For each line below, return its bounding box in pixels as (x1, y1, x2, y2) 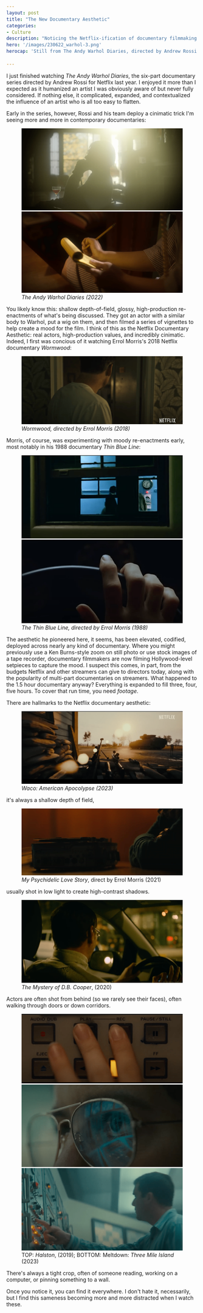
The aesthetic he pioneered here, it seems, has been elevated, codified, (6, 636, 187, 643)
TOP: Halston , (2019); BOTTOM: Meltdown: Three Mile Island (21, 1251, 174, 1258)
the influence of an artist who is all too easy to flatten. (6, 98, 141, 105)
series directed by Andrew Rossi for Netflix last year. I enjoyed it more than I (6, 78, 196, 86)
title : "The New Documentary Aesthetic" (6, 16, 111, 22)
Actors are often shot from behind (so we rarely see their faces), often (6, 995, 182, 1003)
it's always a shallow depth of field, (6, 797, 95, 804)
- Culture (6, 29, 32, 35)
